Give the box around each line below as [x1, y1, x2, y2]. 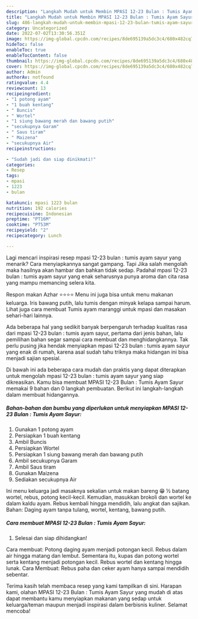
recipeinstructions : [6, 146, 57, 152]
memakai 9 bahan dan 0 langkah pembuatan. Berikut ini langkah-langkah [6, 384, 184, 392]
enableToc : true [6, 47, 46, 53]
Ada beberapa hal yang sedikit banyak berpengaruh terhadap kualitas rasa [6, 323, 187, 330]
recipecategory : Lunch [6, 233, 62, 239]
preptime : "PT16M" [6, 216, 51, 222]
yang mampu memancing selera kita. [6, 279, 96, 286]
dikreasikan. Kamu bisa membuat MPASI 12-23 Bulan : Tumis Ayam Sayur [6, 378, 184, 386]
